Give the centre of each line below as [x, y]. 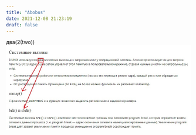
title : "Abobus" [26, 12]
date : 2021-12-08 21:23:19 [39, 18]
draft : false [22, 25]
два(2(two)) [21, 42]
